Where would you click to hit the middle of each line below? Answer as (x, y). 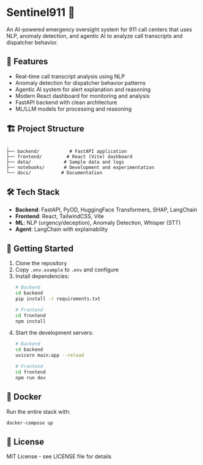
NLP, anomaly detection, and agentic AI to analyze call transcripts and (95, 35)
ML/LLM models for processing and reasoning (73, 109)
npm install (30, 321)
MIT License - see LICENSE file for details (59, 456)
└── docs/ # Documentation (54, 173)
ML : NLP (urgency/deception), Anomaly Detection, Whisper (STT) (98, 223)
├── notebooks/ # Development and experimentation (80, 167)
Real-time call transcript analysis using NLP (70, 76)
